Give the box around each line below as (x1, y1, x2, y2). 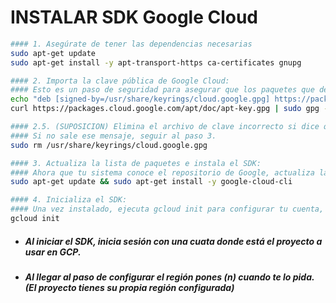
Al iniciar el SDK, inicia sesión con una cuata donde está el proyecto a (24, 235, 323, 247)
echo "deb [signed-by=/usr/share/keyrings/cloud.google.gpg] (10, 94, 271, 105)
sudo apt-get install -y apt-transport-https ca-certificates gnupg (10, 57, 302, 68)
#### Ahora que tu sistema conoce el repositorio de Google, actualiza (10, 167, 315, 178)
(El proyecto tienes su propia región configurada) (24, 281, 235, 293)
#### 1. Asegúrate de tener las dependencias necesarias (10, 39, 253, 49)
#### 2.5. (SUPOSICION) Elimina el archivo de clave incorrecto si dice (10, 122, 320, 132)
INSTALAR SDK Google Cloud (10, 6, 259, 29)
